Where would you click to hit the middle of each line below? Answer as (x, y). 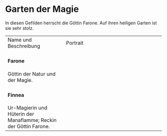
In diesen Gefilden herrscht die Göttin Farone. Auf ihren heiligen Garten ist (81, 23)
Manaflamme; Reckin (32, 120)
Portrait (75, 43)
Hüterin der (21, 114)
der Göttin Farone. (29, 127)
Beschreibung (24, 46)
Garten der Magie (42, 9)
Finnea (16, 95)
